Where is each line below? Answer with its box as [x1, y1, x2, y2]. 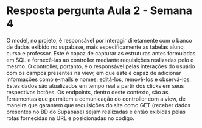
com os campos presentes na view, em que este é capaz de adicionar [6, 69, 181, 76]
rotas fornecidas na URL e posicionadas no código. [6, 114, 135, 122]
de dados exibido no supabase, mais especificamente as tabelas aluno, [6, 43, 186, 51]
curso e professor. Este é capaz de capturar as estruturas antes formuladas [6, 49, 196, 57]
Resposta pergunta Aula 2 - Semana [6, 4, 193, 18]
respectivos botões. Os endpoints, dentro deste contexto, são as [6, 88, 169, 96]
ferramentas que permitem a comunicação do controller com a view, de [6, 95, 186, 102]
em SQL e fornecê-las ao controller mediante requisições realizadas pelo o [6, 56, 194, 63]
